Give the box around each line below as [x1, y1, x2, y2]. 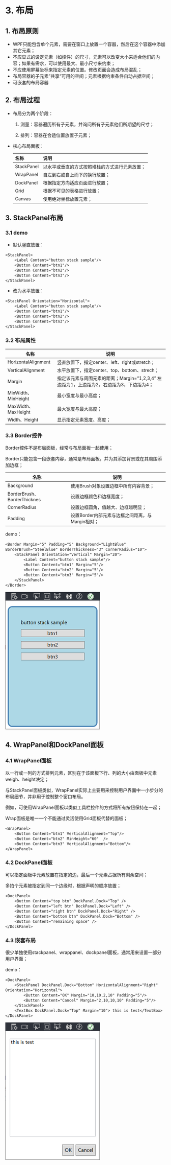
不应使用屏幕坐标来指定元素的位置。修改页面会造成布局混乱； [12, 67, 142, 73]
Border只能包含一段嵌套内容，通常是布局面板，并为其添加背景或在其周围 [5, 455, 158, 461]
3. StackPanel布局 [5, 214, 64, 222]
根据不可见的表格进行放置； [43, 188, 101, 194]
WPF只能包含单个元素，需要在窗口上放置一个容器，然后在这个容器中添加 [12, 41, 165, 47]
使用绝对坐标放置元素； [43, 196, 93, 202]
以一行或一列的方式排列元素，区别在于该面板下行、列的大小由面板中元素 [5, 770, 157, 776]
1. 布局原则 [5, 27, 39, 35]
